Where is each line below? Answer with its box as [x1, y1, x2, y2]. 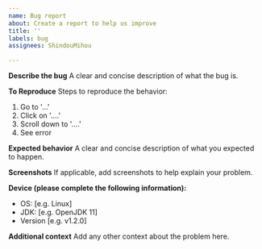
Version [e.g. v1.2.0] [19, 216, 87, 226]
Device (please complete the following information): [8, 183, 187, 193]
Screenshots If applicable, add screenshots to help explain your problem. [8, 168, 253, 177]
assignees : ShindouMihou [8, 42, 92, 50]
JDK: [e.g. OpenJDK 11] [19, 207, 98, 218]
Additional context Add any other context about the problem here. [8, 231, 230, 242]
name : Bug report [8, 11, 67, 20]
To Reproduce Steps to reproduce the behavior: [8, 86, 168, 97]
